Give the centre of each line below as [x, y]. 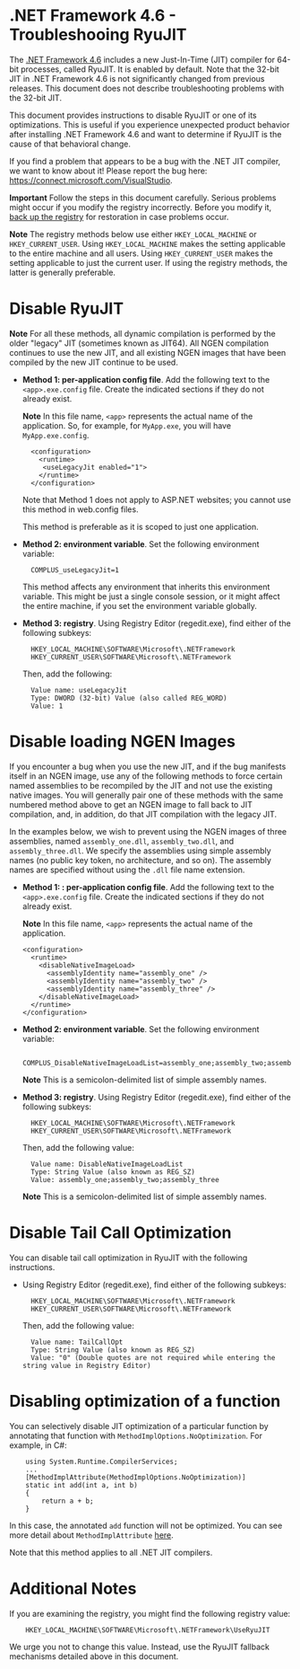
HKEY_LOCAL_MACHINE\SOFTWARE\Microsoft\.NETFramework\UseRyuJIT [148, 1630]
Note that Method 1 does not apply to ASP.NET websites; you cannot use [156, 499]
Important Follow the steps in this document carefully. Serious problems [143, 198]
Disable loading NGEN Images [122, 742]
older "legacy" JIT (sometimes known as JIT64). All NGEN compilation [139, 343]
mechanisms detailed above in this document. [94, 1656]
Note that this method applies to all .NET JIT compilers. [111, 1552]
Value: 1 [47, 706]
